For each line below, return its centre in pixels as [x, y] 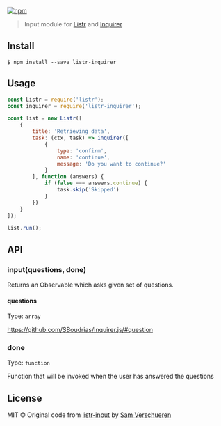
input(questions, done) [47, 269]
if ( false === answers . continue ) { [96, 183]
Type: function [29, 363]
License [25, 398]
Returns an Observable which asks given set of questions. [90, 285]
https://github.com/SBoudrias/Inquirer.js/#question [80, 330]
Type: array [24, 316]
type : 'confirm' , [82, 151]
